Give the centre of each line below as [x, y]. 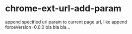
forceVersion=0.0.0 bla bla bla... [38, 27]
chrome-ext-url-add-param [63, 8]
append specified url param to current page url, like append [66, 22]
